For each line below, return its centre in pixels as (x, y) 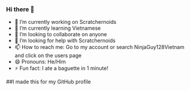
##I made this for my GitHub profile (49, 82)
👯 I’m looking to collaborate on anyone (61, 34)
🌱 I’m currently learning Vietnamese (58, 28)
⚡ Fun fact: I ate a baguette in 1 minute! (61, 68)
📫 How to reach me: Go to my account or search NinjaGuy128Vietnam (99, 47)
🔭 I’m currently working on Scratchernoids (65, 22)
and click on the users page (48, 55)
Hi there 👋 (20, 9)
